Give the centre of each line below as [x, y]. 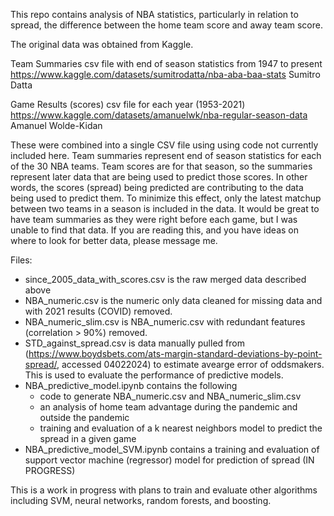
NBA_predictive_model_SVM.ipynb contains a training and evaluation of [172, 449]
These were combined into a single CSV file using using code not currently [164, 145]
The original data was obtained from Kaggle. [102, 44]
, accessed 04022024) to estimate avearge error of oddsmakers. [190, 364]
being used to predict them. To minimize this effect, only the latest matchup [166, 198]
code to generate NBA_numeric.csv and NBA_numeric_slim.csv [170, 396]
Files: [21, 260]
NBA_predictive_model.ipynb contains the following [131, 385]
